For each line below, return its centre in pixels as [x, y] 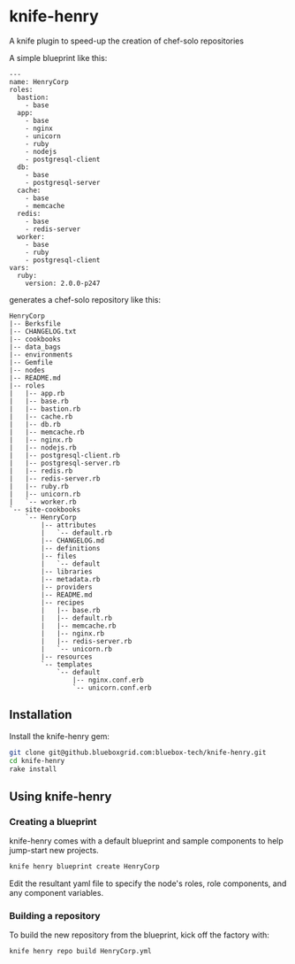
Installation [41, 715]
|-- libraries [67, 571]
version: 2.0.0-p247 [63, 283]
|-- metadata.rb [71, 579]
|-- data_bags [35, 347]
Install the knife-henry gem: [60, 736]
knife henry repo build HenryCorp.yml [80, 952]
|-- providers [67, 587]
